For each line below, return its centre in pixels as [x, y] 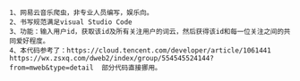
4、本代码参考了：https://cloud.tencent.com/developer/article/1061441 [140, 51]
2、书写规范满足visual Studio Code [71, 22]
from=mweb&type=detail [51, 68]
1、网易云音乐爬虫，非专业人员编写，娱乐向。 [81, 12]
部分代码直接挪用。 [132, 68]
